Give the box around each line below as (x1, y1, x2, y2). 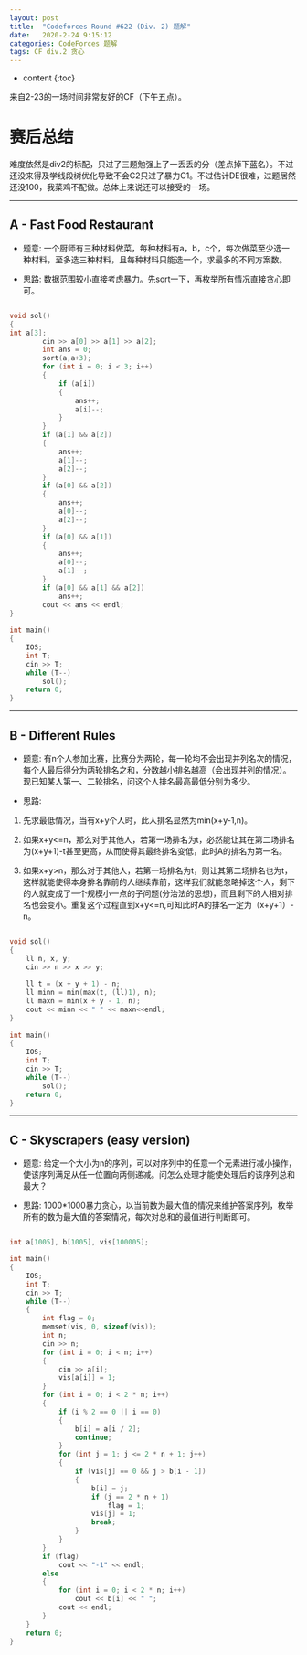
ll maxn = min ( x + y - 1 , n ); (26, 997, 142, 1006)
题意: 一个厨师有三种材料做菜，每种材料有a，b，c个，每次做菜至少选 (22, 242, 282, 253)
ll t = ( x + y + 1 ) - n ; (26, 979, 121, 988)
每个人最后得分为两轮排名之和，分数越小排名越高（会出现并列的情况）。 (22, 764, 291, 775)
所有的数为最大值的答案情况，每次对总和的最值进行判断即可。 (22, 1212, 256, 1223)
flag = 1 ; (107, 1500, 145, 1510)
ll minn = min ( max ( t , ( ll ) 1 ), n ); (26, 988, 157, 998)
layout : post (9, 13, 59, 23)
